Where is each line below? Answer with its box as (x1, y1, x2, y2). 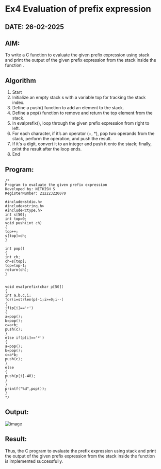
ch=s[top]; (5, 259, 27, 264)
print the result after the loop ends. (12, 146, 82, 152)
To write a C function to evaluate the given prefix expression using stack (5, 52, 150, 58)
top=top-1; (5, 263, 27, 268)
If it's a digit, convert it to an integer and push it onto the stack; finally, (12, 141, 152, 147)
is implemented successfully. (5, 458, 63, 464)
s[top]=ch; (5, 234, 27, 238)
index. (12, 100, 25, 105)
